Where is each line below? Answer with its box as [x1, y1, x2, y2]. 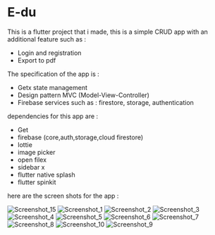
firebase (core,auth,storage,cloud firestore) [17, 133, 144, 141]
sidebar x [17, 163, 45, 171]
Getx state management [17, 83, 88, 91]
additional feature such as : [7, 34, 87, 43]
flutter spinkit [17, 177, 56, 186]
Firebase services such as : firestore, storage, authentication [17, 98, 194, 106]
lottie [17, 140, 33, 148]
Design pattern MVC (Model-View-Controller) [17, 91, 150, 99]
